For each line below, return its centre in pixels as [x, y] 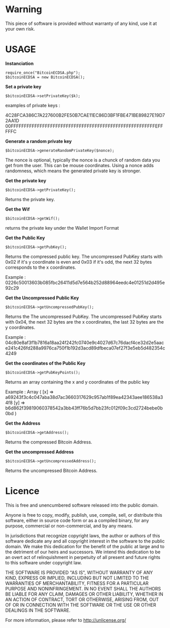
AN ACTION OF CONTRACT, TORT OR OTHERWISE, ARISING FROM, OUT [82, 599]
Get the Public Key [25, 238]
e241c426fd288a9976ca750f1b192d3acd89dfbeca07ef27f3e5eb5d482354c [85, 348]
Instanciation [20, 63]
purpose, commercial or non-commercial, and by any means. [69, 526]
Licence [22, 491]
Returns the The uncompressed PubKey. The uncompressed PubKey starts [83, 317]
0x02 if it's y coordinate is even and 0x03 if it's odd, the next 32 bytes [79, 262]
